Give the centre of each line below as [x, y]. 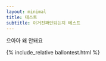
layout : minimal [26, 12]
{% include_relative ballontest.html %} [53, 53]
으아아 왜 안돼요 [25, 41]
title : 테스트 [22, 17]
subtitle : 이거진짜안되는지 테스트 [43, 23]
